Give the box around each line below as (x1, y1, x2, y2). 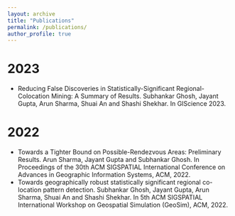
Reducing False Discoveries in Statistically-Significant (17, 85, 175, 93)
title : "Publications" (7, 17, 75, 24)
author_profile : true (7, 30, 72, 38)
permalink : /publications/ (7, 23, 87, 31)
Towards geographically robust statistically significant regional (17, 178, 201, 187)
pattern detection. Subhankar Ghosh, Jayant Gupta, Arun (43, 185, 209, 194)
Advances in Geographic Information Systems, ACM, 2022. (17, 171, 191, 179)
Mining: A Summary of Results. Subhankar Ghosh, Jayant (50, 92, 219, 100)
